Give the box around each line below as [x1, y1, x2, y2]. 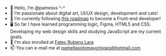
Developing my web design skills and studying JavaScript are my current [10, 28, 161, 34]
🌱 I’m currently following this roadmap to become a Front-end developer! [10, 16, 161, 21]
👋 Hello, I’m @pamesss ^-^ [10, 5, 65, 11]
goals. [10, 34, 23, 40]
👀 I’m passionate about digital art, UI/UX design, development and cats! [10, 10, 158, 16]
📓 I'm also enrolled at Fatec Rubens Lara [10, 39, 94, 45]
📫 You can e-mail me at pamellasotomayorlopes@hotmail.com [10, 45, 141, 50]
